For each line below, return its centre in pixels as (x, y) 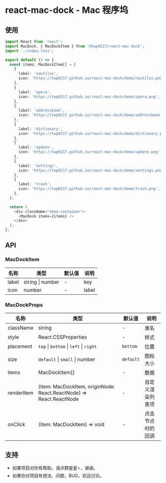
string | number (41, 282)
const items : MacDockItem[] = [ (43, 64)
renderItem (21, 393)
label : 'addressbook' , (41, 110)
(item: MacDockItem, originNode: (77, 386)
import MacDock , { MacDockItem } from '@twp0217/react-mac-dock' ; (75, 46)
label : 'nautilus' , (38, 74)
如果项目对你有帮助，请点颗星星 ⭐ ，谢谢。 (55, 468)
